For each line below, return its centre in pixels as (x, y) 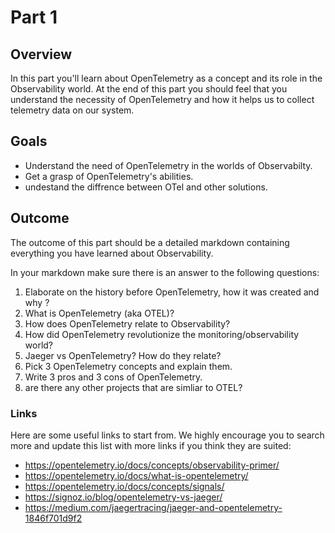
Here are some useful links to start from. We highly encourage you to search (167, 435)
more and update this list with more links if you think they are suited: (151, 445)
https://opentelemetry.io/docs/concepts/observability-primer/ (152, 465)
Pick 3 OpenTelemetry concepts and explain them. (128, 366)
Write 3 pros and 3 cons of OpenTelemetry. (113, 377)
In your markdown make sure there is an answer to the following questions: (165, 272)
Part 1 (34, 17)
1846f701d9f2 (53, 518)
